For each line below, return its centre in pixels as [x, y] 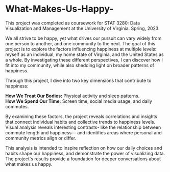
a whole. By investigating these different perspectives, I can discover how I [84, 60]
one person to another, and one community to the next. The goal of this [80, 43]
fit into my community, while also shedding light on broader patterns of [80, 65]
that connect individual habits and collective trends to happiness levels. [80, 122]
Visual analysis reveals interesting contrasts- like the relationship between [83, 127]
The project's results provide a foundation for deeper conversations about [83, 159]
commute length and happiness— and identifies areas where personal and [83, 132]
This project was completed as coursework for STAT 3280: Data [73, 23]
